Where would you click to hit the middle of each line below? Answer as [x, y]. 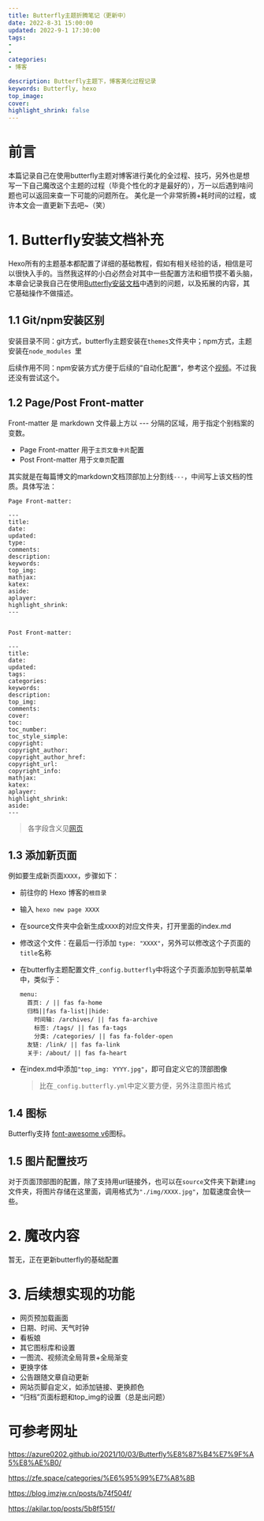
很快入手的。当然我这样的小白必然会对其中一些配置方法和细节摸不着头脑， [136, 273]
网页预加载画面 [44, 1318]
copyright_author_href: [47, 757]
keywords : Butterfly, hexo [52, 89]
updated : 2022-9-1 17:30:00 [54, 30]
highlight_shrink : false [49, 111]
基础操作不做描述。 [46, 293]
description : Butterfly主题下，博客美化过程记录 [82, 81]
